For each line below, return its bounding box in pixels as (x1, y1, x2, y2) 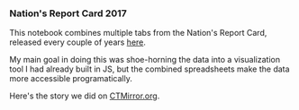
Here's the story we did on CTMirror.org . (9, 90, 160, 101)
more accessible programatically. (9, 73, 132, 84)
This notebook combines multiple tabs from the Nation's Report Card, (9, 28, 267, 38)
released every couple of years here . (9, 37, 147, 47)
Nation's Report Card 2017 (9, 7, 128, 20)
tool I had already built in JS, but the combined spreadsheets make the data (9, 63, 290, 74)
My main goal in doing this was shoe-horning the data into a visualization (9, 55, 281, 65)
